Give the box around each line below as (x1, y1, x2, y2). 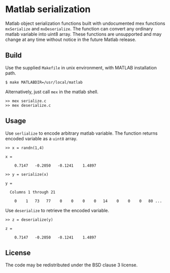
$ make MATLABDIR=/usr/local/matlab (5, 80, 83, 85)
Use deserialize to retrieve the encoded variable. (5, 207, 110, 213)
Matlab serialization (5, 4, 91, 15)
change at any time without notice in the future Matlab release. (5, 36, 137, 43)
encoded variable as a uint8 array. (5, 135, 78, 141)
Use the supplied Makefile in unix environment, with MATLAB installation (5, 64, 157, 70)
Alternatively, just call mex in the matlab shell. (5, 89, 99, 95)
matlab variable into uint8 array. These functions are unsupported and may (5, 31, 162, 37)
